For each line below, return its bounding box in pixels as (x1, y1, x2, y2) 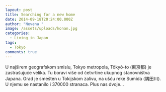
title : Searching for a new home (5, 12, 75, 17)
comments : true (5, 49, 37, 54)
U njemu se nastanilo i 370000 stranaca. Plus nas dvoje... (5, 81, 124, 87)
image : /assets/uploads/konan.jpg (5, 26, 78, 31)
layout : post (5, 7, 33, 13)
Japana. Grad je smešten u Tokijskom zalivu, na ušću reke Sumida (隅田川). (5, 75, 161, 81)
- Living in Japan (10, 36, 49, 41)
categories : (5, 31, 30, 36)
